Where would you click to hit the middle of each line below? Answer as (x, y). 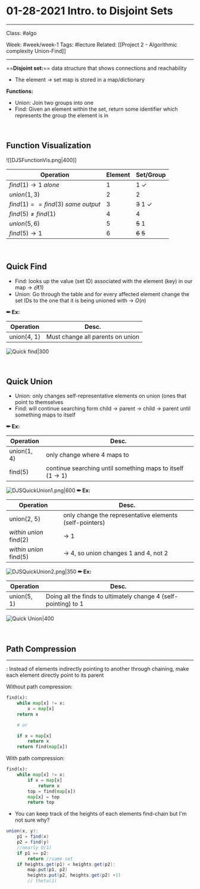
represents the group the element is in (62, 115)
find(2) (19, 540)
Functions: (20, 91)
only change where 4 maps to (87, 455)
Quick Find (26, 267)
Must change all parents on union (93, 337)
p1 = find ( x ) (33, 837)
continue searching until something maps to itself (115, 468)
